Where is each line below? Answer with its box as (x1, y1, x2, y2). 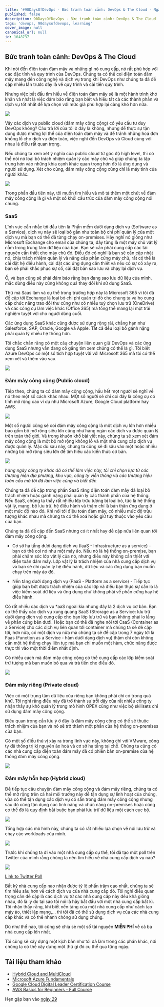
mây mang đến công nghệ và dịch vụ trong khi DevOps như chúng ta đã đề (5, 76, 156, 82)
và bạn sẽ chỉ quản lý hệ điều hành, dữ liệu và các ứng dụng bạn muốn (12, 564, 155, 570)
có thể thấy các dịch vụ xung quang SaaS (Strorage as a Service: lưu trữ (5, 609, 150, 615)
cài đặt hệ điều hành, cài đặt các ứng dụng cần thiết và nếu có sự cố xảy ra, (5, 260, 158, 266)
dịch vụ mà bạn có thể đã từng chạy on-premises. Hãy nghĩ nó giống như (5, 234, 152, 240)
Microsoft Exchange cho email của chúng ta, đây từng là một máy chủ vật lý (5, 239, 158, 245)
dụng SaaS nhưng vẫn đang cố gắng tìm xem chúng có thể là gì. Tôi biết (5, 345, 150, 351)
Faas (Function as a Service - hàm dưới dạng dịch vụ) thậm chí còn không (5, 635, 154, 641)
